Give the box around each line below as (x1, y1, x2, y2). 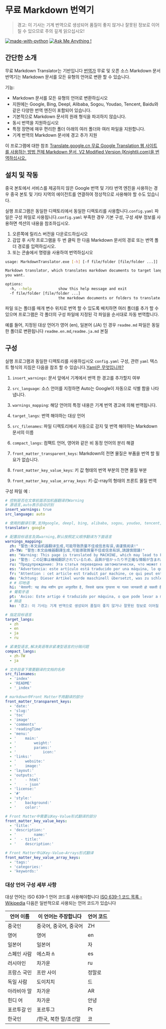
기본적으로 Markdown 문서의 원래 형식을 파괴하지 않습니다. (12, 113, 126, 119)
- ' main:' (9, 736, 39, 741)
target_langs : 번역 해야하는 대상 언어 (12, 412, 85, 419)
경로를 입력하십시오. (17, 243, 56, 249)
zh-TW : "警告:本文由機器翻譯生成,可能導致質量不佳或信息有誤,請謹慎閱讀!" (9, 548, 145, 553)
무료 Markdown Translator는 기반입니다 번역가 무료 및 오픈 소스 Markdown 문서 (5, 67, 161, 73)
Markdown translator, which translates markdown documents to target (5, 268, 152, 273)
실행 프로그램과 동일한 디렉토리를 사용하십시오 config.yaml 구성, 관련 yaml (5, 358, 149, 364)
